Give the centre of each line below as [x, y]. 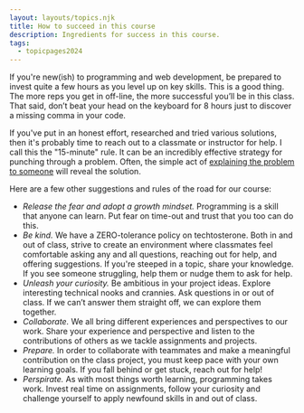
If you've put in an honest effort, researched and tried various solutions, [143, 133]
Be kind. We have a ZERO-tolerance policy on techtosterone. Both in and [157, 235]
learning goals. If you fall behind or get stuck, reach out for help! [142, 370]
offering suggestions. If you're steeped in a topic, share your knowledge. [158, 264]
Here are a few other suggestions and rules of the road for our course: [140, 189]
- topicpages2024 [50, 52]
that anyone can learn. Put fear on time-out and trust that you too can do [158, 216]
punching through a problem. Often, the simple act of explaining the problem [152, 162]
